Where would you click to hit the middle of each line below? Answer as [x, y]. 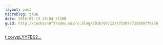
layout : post [18, 10]
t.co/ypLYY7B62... [23, 37]
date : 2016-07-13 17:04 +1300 [36, 19]
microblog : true [21, 14]
